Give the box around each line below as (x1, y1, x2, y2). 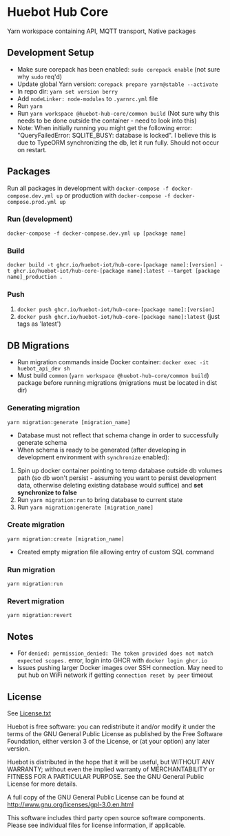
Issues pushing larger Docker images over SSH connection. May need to (17, 664, 224, 672)
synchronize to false (17, 488, 77, 497)
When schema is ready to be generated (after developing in (17, 446, 187, 454)
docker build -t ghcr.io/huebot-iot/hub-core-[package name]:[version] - (7, 262, 224, 269)
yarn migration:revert (7, 612, 72, 619)
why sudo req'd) (17, 72, 63, 81)
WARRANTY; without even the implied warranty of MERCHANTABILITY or (7, 765, 216, 773)
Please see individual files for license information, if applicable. (7, 821, 186, 830)
